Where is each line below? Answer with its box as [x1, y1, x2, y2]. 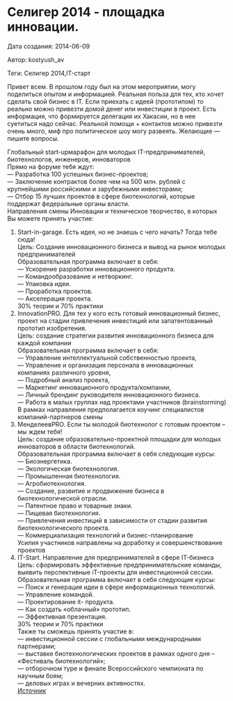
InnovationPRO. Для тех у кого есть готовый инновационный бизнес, [17, 309, 221, 317]
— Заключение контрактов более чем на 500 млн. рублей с [7, 177, 186, 185]
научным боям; [17, 671, 64, 679]
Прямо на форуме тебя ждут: [7, 162, 95, 171]
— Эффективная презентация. [17, 612, 107, 620]
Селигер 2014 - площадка [7, 4, 166, 20]
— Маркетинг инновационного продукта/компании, [17, 383, 172, 391]
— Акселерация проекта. [17, 294, 93, 303]
